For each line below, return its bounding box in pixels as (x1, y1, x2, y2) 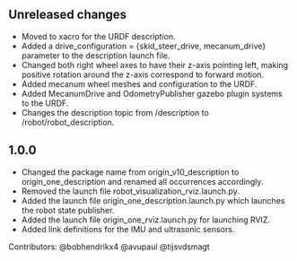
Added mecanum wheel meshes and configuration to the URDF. (21, 78, 258, 89)
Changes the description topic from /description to (21, 107, 210, 117)
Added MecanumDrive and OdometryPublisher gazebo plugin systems (21, 88, 284, 99)
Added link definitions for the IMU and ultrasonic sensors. (21, 223, 235, 234)
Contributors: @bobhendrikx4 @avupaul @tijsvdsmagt (8, 241, 210, 252)
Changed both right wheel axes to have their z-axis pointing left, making (21, 59, 289, 70)
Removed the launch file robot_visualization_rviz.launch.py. (21, 186, 240, 196)
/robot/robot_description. (21, 117, 115, 127)
